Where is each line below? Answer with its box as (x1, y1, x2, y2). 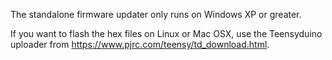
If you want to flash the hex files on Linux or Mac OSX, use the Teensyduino (10, 28, 323, 39)
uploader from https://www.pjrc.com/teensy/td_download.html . (10, 39, 270, 50)
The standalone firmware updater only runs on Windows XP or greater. (10, 9, 302, 20)
